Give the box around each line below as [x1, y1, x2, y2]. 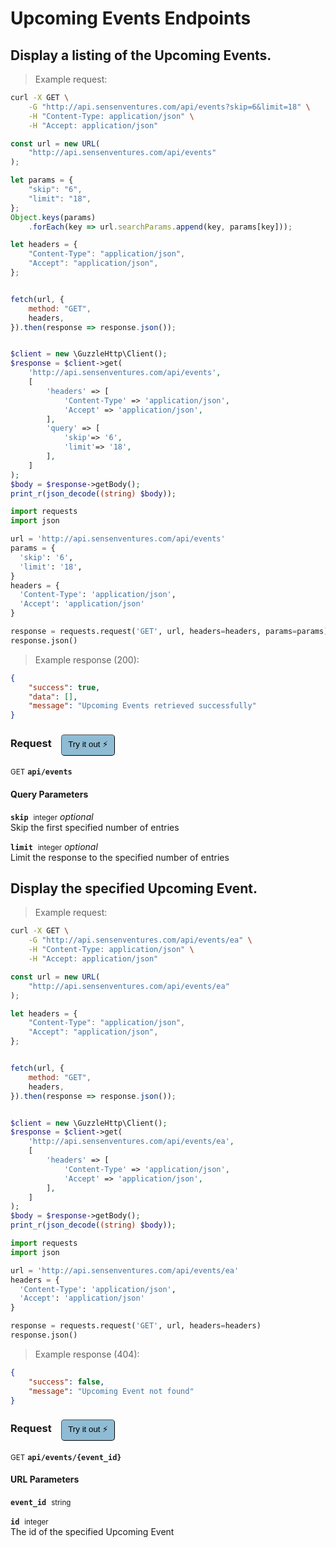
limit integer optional [10, 840, 98, 852]
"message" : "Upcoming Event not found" [28, 1386, 195, 1396]
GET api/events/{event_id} [10, 1452, 122, 1462]
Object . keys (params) [10, 212, 97, 222]
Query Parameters [10, 788, 89, 801]
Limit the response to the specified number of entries [10, 851, 230, 863]
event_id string [10, 1497, 72, 1507]
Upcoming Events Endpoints [10, 7, 252, 30]
